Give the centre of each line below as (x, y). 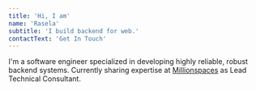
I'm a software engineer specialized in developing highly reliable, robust (128, 62)
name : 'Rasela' (34, 24)
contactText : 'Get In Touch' (58, 39)
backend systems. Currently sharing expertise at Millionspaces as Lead (128, 71)
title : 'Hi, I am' (39, 16)
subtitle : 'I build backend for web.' (74, 31)
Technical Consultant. (45, 79)
